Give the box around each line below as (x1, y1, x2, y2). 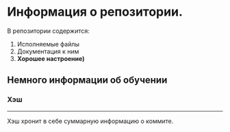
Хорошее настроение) (16, 54, 85, 62)
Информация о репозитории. (7, 4, 183, 20)
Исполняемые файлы (16, 40, 80, 48)
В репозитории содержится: (7, 27, 90, 35)
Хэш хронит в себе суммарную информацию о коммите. (7, 117, 174, 125)
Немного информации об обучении (7, 75, 168, 86)
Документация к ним (16, 47, 79, 55)
